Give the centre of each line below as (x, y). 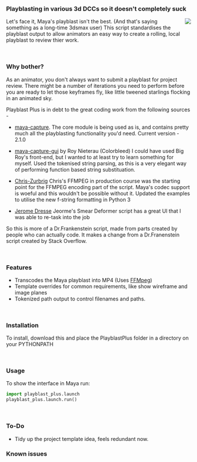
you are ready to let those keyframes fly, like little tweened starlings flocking (98, 92)
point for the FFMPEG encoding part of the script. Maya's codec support (102, 187)
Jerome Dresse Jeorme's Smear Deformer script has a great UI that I (98, 211)
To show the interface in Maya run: (48, 384)
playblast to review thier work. (43, 40)
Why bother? (25, 67)
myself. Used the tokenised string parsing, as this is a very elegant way (100, 163)
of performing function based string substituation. (75, 169)
